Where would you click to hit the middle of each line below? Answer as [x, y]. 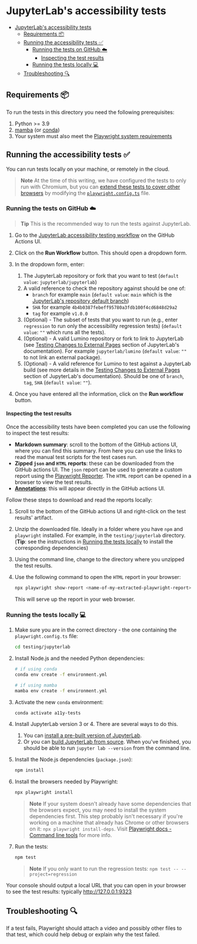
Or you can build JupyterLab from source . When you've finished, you [107, 742]
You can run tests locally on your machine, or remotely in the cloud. [88, 169]
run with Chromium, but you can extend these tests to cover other [100, 187]
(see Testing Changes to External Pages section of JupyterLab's [101, 344]
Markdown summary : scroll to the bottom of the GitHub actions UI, [96, 445]
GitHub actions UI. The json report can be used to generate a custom [98, 470]
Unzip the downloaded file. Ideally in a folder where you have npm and [99, 529]
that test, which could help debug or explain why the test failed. [83, 934]
